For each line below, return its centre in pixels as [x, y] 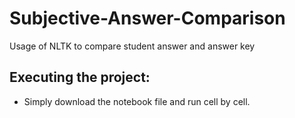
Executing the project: [80, 77]
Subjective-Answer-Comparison [147, 18]
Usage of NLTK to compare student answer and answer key [132, 46]
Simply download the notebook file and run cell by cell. [137, 101]
